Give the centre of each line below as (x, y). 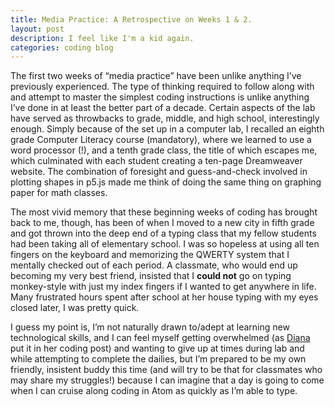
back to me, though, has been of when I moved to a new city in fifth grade (162, 223)
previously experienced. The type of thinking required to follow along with (162, 87)
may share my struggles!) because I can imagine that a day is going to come (167, 380)
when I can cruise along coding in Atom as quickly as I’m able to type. (154, 391)
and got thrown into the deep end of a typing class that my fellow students (163, 233)
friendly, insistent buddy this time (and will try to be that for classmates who (166, 370)
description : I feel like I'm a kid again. (102, 38)
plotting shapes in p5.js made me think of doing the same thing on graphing (166, 182)
